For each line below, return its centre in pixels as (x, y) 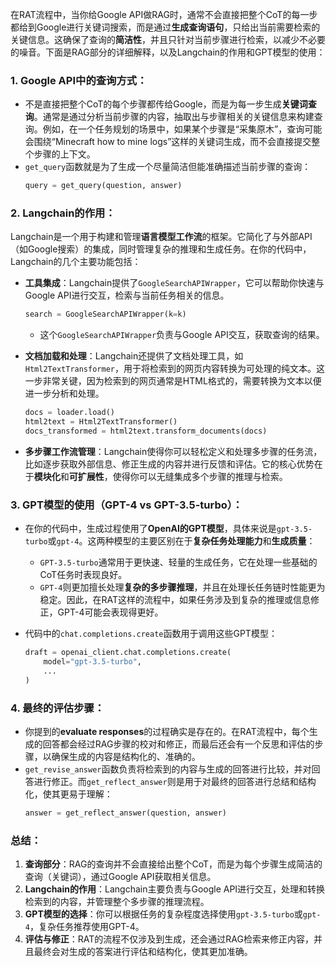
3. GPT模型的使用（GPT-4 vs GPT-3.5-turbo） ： (126, 505)
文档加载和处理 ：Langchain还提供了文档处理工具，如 (134, 356)
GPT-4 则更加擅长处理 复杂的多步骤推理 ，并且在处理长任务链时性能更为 (182, 587)
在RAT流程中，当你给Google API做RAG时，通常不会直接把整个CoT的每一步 (164, 14)
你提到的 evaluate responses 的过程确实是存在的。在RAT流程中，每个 (167, 732)
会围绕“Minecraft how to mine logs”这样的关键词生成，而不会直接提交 (168, 142)
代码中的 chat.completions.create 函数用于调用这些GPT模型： (151, 634)
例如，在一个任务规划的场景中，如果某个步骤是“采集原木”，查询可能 (182, 129)
